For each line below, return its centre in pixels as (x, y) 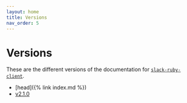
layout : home (23, 12)
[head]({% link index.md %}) (51, 87)
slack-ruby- (166, 70)
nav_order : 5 (23, 23)
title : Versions (27, 17)
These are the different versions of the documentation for (78, 69)
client (15, 76)
